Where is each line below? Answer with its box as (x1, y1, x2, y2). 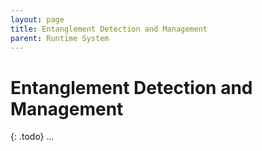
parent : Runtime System (10, 33, 110, 43)
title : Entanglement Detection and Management (10, 24, 208, 34)
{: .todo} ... (10, 131, 55, 143)
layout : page (10, 14, 65, 25)
